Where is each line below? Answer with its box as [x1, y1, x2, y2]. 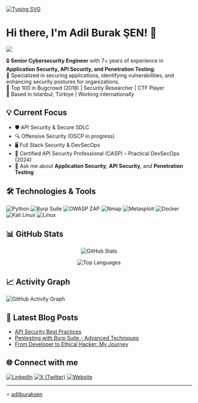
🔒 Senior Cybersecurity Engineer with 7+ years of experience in [6, 57, 164, 64]
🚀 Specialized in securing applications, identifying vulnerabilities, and [6, 71, 174, 79]
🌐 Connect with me [6, 358, 78, 368]
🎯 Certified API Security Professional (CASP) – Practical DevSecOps [14, 150, 180, 157]
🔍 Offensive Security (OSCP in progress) [14, 133, 115, 140]
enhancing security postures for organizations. [6, 78, 120, 85]
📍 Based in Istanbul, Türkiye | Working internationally [6, 90, 134, 97]
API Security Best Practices [14, 328, 81, 335]
